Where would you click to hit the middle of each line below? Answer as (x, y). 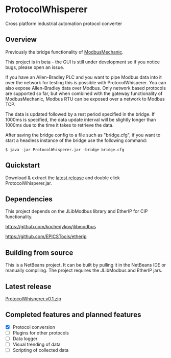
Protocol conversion (34, 327)
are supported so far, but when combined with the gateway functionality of (84, 93)
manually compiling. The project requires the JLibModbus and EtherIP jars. (84, 270)
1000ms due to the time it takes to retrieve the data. (59, 125)
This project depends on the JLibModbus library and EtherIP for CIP (77, 211)
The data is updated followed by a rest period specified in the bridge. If (80, 114)
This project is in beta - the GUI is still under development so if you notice (82, 62)
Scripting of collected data (41, 350)
